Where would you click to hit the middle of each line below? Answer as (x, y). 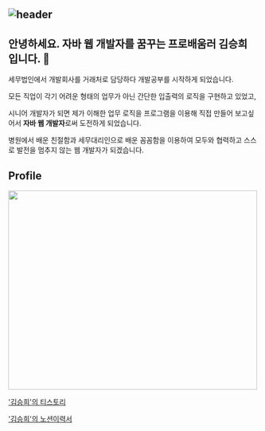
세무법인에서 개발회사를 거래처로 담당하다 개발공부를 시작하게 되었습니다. (121, 80)
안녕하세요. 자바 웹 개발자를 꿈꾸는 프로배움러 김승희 (128, 43)
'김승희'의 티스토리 (37, 402)
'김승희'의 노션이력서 (41, 419)
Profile (25, 176)
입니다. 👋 (29, 59)
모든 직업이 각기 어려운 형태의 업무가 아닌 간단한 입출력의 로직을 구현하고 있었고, (132, 96)
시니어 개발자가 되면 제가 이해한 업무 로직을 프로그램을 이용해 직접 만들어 (121, 113)
